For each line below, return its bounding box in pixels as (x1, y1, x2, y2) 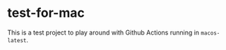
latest (7, 37, 27, 44)
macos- (201, 30, 220, 37)
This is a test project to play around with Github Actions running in (7, 28, 200, 37)
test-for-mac (7, 5, 85, 21)
